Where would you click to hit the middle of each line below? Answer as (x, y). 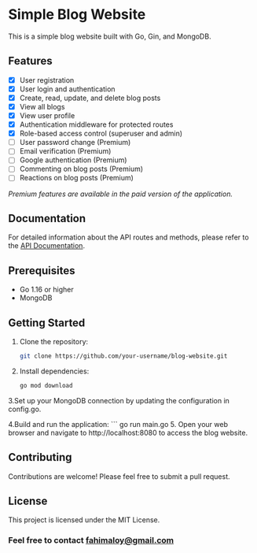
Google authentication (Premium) (73, 160)
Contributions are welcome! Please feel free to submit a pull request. (119, 476)
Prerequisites (42, 271)
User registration (47, 80)
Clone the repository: (54, 341)
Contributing (40, 457)
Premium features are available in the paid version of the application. (121, 194)
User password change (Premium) (75, 143)
